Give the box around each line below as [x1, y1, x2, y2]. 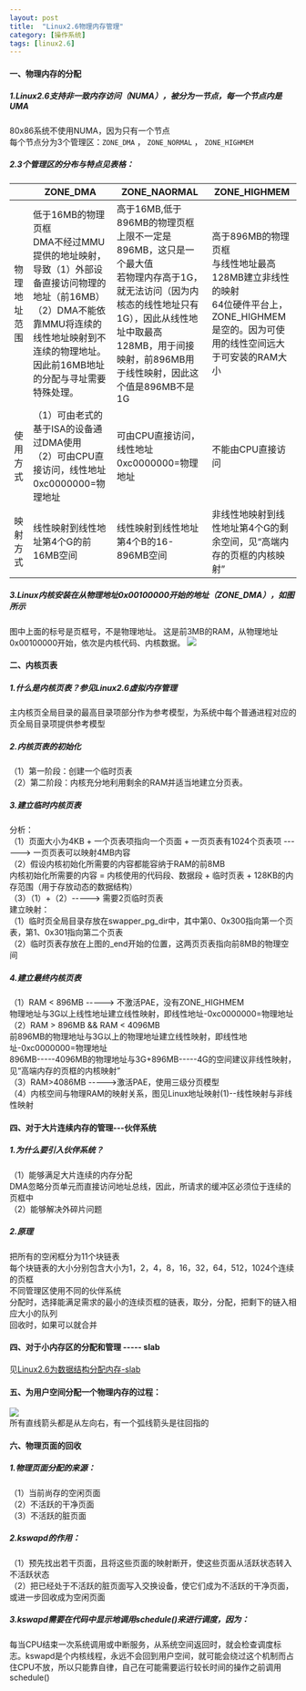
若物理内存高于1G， [117, 271, 203, 284]
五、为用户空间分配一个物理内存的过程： [9, 1387, 161, 1397]
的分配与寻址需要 [33, 372, 107, 385]
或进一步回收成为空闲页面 [9, 1592, 106, 1603]
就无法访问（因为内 [117, 284, 199, 297]
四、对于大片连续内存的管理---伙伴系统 [9, 1122, 157, 1133]
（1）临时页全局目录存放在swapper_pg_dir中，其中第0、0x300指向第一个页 [9, 915, 294, 926]
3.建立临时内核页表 [9, 799, 82, 810]
